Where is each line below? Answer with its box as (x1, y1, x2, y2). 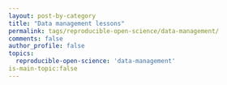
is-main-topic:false (8, 65, 79, 73)
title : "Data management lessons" (8, 19, 126, 28)
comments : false (8, 34, 63, 43)
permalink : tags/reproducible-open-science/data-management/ (8, 27, 220, 35)
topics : (8, 49, 35, 57)
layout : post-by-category (8, 11, 96, 20)
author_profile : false (8, 42, 85, 50)
